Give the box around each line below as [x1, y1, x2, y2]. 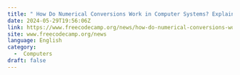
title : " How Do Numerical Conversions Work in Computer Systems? [7, 10, 209, 18]
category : [7, 44, 37, 51]
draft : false [7, 57, 46, 64]
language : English [7, 37, 62, 44]
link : [7, 24, 24, 31]
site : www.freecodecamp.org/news [7, 30, 107, 38]
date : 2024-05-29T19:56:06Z [7, 17, 91, 24]
